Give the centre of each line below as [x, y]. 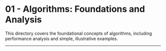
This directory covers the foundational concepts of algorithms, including [79, 33]
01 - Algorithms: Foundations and [75, 9]
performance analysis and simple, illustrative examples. [62, 39]
